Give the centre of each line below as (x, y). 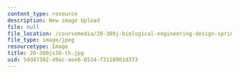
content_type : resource (43, 14)
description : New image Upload (54, 20)
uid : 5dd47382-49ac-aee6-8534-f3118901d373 (73, 60)
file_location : (30, 33)
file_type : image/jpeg (41, 40)
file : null (23, 27)
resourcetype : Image (38, 47)
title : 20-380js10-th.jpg (46, 54)
